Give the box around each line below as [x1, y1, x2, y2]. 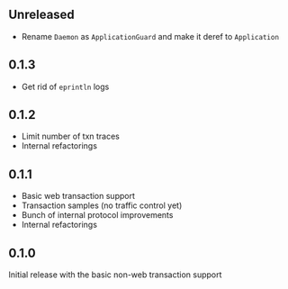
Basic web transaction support [21, 191, 136, 202]
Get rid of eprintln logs [21, 81, 110, 92]
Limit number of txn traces [21, 131, 121, 142]
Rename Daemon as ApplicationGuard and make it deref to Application [21, 31, 280, 41]
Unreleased [8, 7, 76, 23]
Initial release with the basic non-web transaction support [8, 269, 222, 280]
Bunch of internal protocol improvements [21, 210, 174, 221]
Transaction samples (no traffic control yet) [21, 200, 183, 211]
